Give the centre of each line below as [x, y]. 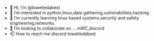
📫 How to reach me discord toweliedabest [53, 34]
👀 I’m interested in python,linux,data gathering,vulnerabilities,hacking [79, 13]
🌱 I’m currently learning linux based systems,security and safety [74, 18]
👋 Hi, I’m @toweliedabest [35, 8]
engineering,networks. [32, 23]
